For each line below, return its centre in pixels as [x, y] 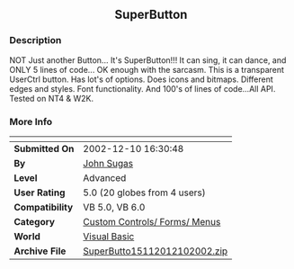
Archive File [40, 251]
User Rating [40, 193]
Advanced [105, 177]
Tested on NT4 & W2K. [52, 98]
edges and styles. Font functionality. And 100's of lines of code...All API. [143, 88]
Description [36, 40]
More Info [31, 121]
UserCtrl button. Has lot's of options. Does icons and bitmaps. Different [142, 79]
